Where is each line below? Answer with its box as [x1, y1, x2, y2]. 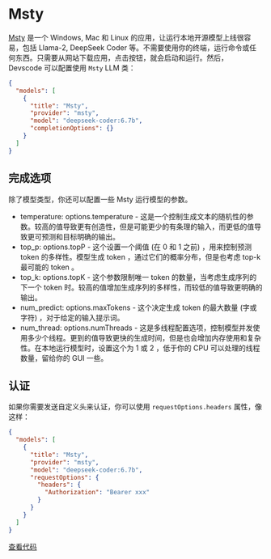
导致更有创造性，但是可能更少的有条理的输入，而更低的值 [62, 222, 255, 231]
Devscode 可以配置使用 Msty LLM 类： [8, 62, 136, 73]
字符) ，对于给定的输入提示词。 [19, 312, 125, 322]
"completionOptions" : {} [29, 125, 114, 133]
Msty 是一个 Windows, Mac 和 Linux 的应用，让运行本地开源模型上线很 [8, 32, 244, 42]
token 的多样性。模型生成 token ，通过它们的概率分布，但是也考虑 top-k [19, 252, 261, 261]
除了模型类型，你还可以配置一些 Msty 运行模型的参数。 [8, 194, 193, 204]
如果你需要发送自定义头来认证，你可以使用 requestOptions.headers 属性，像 [8, 402, 263, 412]
